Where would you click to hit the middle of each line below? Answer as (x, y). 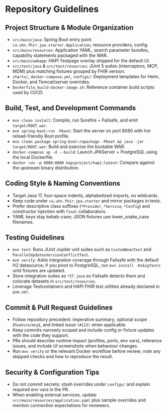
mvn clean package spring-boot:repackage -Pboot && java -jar (78, 141)
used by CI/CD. (28, 92)
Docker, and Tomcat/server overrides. (51, 82)
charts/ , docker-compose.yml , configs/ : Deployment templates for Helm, (86, 76)
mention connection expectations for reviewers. (61, 406)
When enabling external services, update (54, 395)
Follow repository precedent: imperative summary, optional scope (80, 319)
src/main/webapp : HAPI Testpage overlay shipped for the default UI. (81, 61)
